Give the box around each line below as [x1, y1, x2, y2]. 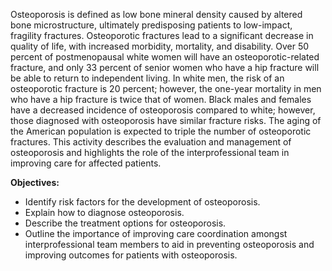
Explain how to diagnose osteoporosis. [24, 207, 185, 218]
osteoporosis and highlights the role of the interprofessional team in [10, 147, 290, 158]
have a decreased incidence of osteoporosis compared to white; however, [10, 104, 316, 116]
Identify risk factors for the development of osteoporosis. [24, 196, 261, 208]
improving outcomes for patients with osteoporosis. [24, 249, 238, 261]
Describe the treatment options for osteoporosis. [24, 217, 227, 229]
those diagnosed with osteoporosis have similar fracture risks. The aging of [10, 115, 322, 126]
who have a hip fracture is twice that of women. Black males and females [10, 94, 312, 105]
